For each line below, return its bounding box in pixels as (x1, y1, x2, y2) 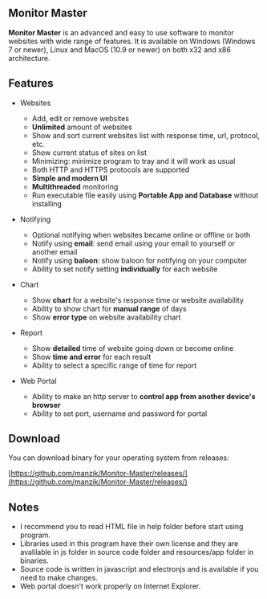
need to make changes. (19, 573, 98, 583)
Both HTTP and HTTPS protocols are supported (31, 165, 190, 174)
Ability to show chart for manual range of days (31, 304, 187, 313)
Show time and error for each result (31, 352, 152, 361)
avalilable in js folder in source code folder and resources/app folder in (19, 548, 254, 557)
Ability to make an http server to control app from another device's (31, 391, 256, 401)
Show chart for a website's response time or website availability (31, 295, 245, 304)
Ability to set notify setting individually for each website (31, 264, 218, 274)
